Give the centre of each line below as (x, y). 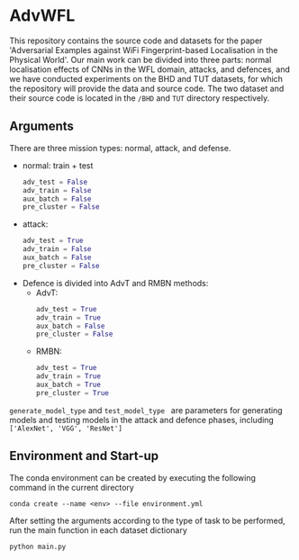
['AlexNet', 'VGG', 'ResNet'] (66, 429)
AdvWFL (42, 16)
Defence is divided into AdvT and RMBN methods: (115, 283)
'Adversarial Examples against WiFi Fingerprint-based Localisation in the (144, 50)
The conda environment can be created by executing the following (133, 477)
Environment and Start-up (84, 456)
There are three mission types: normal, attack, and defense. (120, 148)
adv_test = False (55, 182)
